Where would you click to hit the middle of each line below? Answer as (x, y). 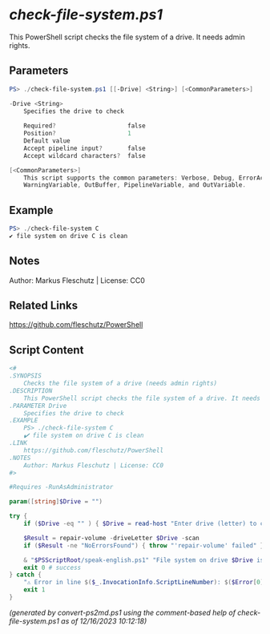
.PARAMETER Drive (38, 406)
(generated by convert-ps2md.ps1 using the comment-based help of (122, 612)
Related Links (44, 306)
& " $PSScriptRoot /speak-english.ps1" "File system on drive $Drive (138, 560)
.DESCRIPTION (31, 390)
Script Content (46, 350)
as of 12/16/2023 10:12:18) (104, 621)
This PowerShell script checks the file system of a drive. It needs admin (127, 37)
